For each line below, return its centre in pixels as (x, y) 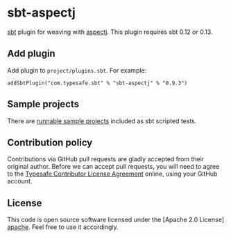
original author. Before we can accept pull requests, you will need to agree (113, 167)
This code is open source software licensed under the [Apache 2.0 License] (115, 220)
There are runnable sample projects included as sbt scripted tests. (102, 121)
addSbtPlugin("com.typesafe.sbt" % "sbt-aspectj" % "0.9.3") (97, 83)
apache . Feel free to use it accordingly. (63, 227)
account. (20, 181)
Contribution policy (50, 142)
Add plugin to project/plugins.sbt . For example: (77, 70)
